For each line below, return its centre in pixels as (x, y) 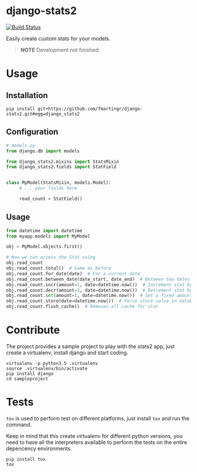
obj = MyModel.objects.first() (44, 247)
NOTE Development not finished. (60, 50)
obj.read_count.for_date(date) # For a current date (73, 274)
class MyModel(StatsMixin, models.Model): (59, 183)
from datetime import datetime (44, 230)
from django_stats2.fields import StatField (61, 167)
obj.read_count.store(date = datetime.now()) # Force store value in (91, 301)
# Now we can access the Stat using (51, 257)
